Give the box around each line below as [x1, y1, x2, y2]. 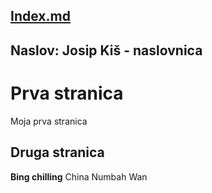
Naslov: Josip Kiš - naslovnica [10, 42, 203, 59]
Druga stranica [10, 144, 105, 161]
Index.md [10, 8, 71, 25]
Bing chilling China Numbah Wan [10, 170, 148, 183]
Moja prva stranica [10, 115, 88, 127]
